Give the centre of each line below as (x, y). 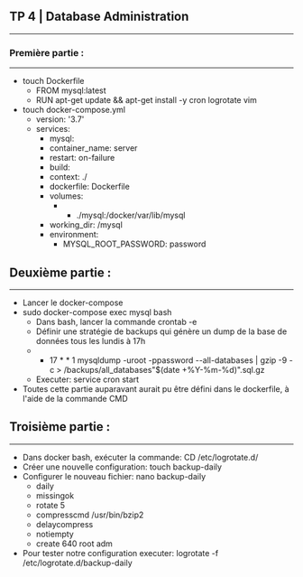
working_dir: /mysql (86, 225)
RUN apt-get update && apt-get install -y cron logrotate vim (146, 100)
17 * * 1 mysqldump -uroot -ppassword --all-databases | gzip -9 (168, 360)
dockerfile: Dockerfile (90, 187)
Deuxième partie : (60, 272)
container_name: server (93, 148)
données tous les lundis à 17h (91, 340)
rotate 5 (50, 505)
